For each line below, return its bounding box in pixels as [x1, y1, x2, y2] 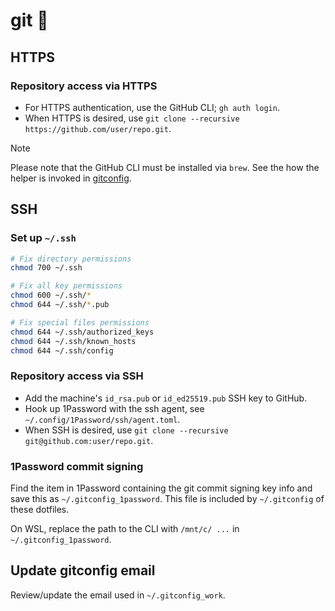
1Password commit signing [10, 459, 144, 473]
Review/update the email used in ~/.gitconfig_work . [10, 589, 226, 601]
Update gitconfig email [10, 562, 156, 579]
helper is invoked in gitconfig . [10, 172, 132, 184]
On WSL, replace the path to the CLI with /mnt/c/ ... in [10, 523, 240, 535]
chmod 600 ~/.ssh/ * [10, 290, 92, 301]
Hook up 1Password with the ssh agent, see [24, 402, 205, 414]
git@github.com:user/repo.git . [24, 434, 154, 446]
